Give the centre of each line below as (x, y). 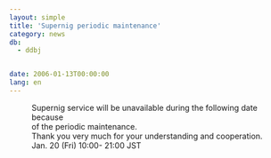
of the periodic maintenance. (85, 126)
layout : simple (37, 17)
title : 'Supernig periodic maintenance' (86, 26)
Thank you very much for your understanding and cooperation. (147, 136)
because (48, 117)
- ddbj (29, 51)
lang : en (25, 83)
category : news (37, 34)
